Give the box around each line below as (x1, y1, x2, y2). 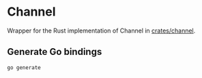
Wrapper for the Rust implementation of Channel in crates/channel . (7, 26, 196, 35)
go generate (7, 64, 41, 71)
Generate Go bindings (7, 46, 102, 58)
